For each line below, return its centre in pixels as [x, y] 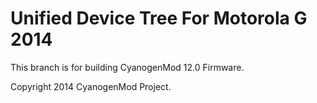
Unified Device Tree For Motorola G [159, 18]
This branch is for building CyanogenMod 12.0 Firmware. [127, 67]
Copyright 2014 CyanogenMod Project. [91, 86]
